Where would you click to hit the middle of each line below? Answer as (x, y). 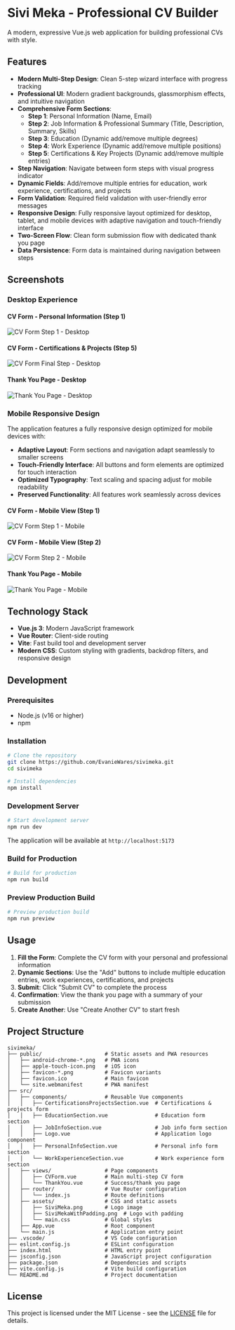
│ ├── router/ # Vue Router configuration (97, 1189)
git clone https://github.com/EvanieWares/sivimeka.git (90, 763)
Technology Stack (48, 611)
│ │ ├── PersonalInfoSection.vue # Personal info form (113, 1146)
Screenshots (36, 280)
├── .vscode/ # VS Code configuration (92, 1238)
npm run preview (31, 919)
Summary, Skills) (52, 130)
